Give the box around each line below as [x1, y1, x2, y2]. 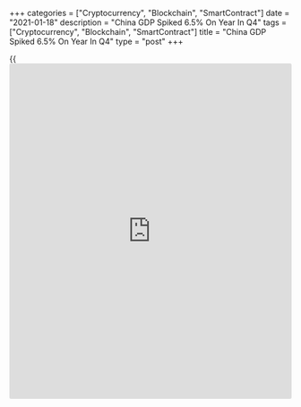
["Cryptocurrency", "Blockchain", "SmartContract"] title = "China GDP [9, 27, 267, 37]
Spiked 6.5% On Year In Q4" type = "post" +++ [9, 36, 184, 47]
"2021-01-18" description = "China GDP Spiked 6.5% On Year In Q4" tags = [9, 17, 288, 28]
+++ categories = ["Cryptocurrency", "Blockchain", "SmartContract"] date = [9, 8, 290, 18]
